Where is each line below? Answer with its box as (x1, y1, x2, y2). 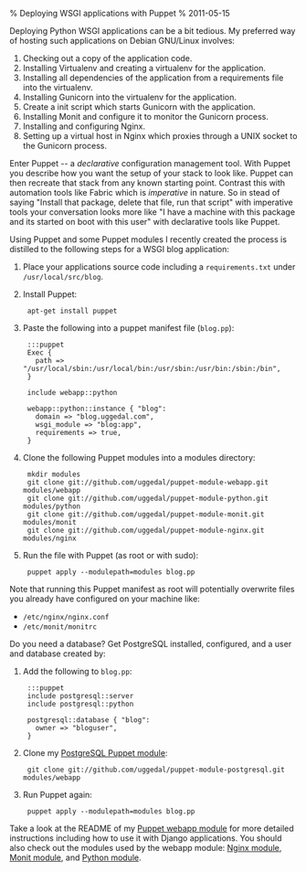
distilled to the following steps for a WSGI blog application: (9, 244, 230, 254)
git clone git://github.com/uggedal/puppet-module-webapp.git (26, 478, 269, 487)
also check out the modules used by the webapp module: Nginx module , (9, 843, 282, 853)
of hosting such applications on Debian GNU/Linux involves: (9, 36, 236, 46)
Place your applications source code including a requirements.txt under (22, 261, 296, 272)
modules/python (22, 502, 81, 511)
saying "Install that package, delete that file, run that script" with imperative (9, 197, 294, 207)
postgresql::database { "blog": (26, 716, 151, 725)
